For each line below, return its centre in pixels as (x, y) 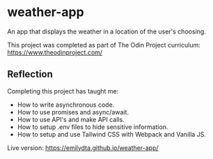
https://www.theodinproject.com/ (55, 52)
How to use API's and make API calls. (71, 119)
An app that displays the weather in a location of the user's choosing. (107, 31)
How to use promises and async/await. (73, 112)
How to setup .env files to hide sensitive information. (93, 127)
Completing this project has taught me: (63, 91)
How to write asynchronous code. (66, 105)
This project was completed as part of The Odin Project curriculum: (104, 45)
